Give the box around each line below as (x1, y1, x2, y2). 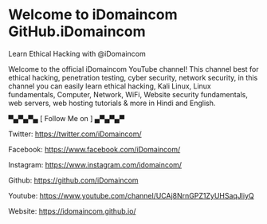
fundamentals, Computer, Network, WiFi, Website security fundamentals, (8, 89, 249, 99)
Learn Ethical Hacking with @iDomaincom (8, 49, 146, 58)
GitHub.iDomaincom (8, 22, 146, 41)
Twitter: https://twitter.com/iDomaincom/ (8, 129, 142, 139)
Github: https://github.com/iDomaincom (8, 175, 139, 185)
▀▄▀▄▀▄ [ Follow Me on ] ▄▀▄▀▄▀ (8, 113, 125, 123)
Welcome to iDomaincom (8, 6, 178, 24)
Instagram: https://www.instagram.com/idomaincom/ (8, 159, 182, 169)
